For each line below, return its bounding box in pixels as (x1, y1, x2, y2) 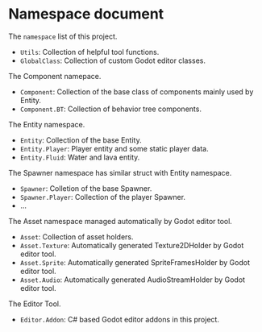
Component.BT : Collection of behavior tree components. (19, 104, 202, 114)
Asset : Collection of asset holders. (19, 231, 135, 242)
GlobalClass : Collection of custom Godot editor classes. (19, 56, 206, 65)
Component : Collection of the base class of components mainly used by (19, 86, 254, 97)
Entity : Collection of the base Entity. (19, 135, 143, 145)
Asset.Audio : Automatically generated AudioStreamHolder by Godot (19, 275, 246, 284)
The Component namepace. (8, 71, 102, 81)
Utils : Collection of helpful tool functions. (19, 47, 160, 56)
